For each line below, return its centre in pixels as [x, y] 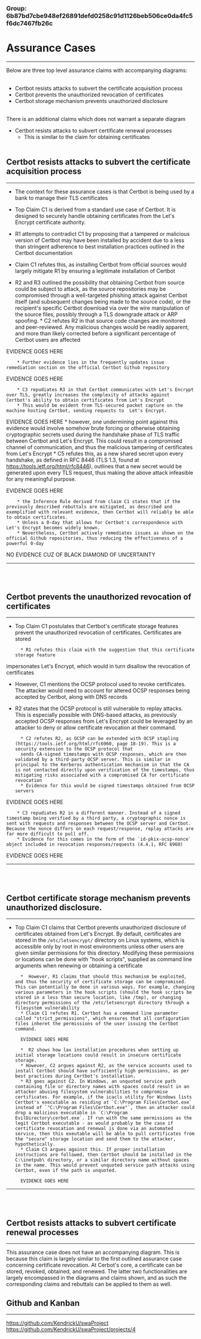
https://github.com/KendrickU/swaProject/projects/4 [71, 1329]
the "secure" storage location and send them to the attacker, [95, 1139]
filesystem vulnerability [47, 1008]
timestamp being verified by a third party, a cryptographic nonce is [96, 819]
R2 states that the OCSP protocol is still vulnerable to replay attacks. [99, 708]
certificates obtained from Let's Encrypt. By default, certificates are [98, 934]
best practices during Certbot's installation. [75, 1076]
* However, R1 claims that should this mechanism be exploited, [103, 977]
